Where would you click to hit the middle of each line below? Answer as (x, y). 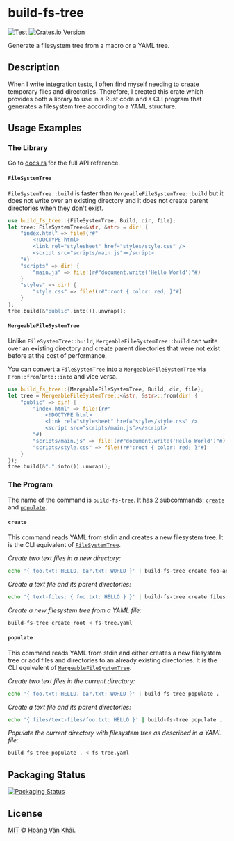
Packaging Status (47, 775)
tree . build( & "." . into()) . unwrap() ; (59, 467)
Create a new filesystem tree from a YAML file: (75, 610)
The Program (30, 484)
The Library (28, 148)
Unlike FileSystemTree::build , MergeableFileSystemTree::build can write (113, 341)
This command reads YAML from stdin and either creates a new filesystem (115, 653)
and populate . (27, 507)
